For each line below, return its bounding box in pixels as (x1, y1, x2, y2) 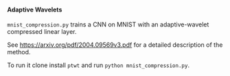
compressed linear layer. (7, 28, 77, 36)
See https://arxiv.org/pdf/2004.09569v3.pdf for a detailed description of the (7, 41, 223, 49)
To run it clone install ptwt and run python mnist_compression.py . (7, 61, 190, 69)
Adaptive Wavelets (7, 5, 62, 14)
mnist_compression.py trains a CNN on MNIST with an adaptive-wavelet (7, 20, 209, 28)
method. (7, 48, 31, 56)
